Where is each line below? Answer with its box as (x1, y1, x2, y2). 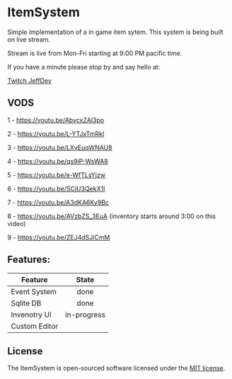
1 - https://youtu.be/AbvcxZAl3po (7, 115, 105, 124)
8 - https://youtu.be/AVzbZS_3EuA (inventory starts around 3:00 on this (7, 212, 216, 220)
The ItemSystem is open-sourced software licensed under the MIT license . (7, 364, 226, 373)
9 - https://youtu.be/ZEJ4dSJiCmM (7, 233, 110, 242)
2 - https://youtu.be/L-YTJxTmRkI (7, 129, 105, 138)
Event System (11, 286, 57, 296)
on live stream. (7, 35, 51, 43)
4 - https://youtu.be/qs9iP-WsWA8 (7, 157, 108, 165)
